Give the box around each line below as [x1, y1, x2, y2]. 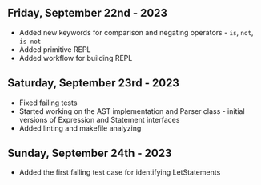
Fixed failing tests [18, 98, 78, 107]
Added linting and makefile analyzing [18, 123, 142, 133]
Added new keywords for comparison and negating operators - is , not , [18, 27, 254, 37]
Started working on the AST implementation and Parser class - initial [18, 106, 245, 115]
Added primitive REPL [18, 44, 91, 54]
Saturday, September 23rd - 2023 [7, 76, 179, 90]
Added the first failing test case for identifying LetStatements [18, 167, 221, 177]
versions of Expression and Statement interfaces [18, 115, 180, 124]
